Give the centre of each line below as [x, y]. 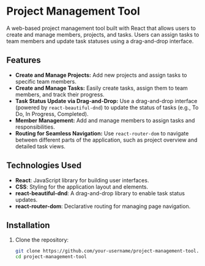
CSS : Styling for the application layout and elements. [82, 187]
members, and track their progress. [60, 94]
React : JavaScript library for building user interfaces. [82, 180]
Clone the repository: [42, 240]
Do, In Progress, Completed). [52, 113]
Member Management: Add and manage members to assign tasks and [105, 120]
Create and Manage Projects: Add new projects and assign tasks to [101, 75]
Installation [28, 225]
